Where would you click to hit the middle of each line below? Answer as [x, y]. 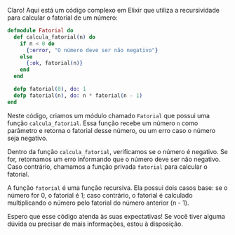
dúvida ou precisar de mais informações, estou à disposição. [95, 224]
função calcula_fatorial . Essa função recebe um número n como [103, 123]
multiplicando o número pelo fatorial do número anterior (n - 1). [98, 203]
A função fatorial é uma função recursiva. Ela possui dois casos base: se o [117, 188]
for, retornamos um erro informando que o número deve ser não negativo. [114, 159]
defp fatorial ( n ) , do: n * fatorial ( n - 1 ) [78, 95]
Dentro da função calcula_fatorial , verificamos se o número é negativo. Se [117, 151]
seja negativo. [27, 138]
